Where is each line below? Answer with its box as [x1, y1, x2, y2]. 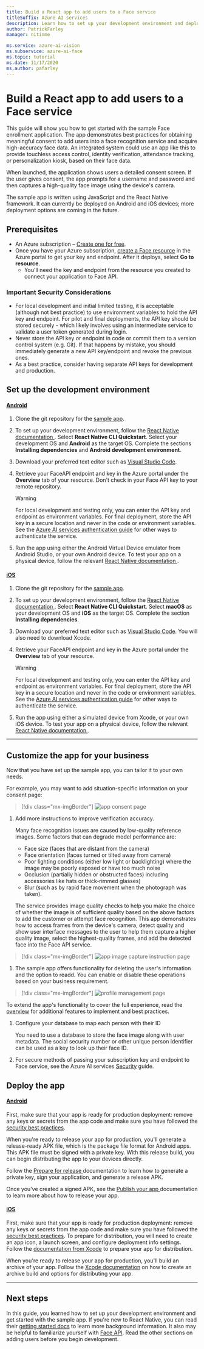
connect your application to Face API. [24, 273, 118, 281]
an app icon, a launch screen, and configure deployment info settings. [6, 1239, 182, 1246]
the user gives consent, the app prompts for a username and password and [6, 175, 195, 183]
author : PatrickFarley [6, 26, 64, 32]
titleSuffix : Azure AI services [6, 15, 88, 21]
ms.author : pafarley [6, 65, 59, 71]
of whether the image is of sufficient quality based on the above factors [15, 909, 194, 916]
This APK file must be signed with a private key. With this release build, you [6, 1148, 195, 1156]
